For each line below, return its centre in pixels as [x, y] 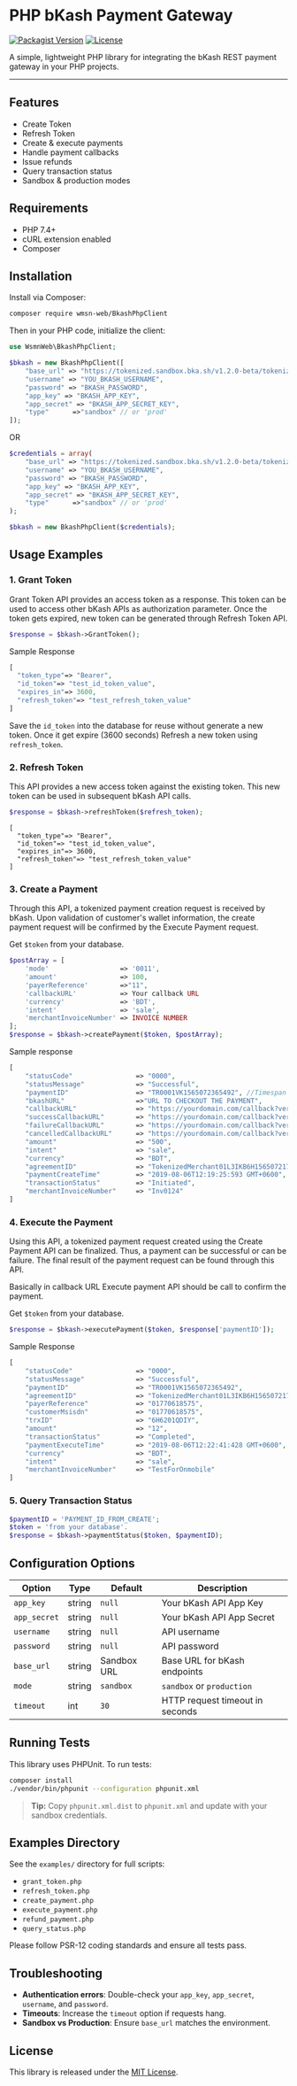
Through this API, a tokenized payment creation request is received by [137, 908]
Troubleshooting [56, 1973]
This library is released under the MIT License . [94, 2072]
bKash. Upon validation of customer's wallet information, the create [132, 918]
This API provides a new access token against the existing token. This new [145, 787]
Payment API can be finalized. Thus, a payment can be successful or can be [148, 1251]
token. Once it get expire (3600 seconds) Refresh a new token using [133, 735]
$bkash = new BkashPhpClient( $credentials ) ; [92, 528]
